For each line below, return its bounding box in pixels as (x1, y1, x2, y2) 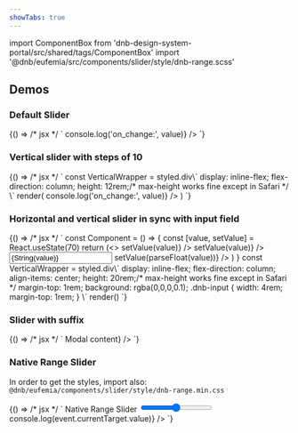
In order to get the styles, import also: (9, 376, 148, 387)
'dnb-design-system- (113, 37, 193, 48)
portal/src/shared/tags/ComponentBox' (9, 46, 154, 58)
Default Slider (9, 108, 70, 121)
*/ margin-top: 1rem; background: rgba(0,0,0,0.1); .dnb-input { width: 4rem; (9, 282, 283, 293)
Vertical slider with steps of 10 (9, 151, 143, 164)
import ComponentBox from (9, 37, 112, 48)
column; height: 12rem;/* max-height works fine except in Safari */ (45, 180, 289, 191)
